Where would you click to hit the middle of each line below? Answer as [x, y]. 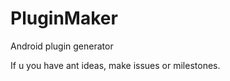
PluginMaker [64, 18]
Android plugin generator [62, 46]
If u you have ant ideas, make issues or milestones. [115, 65]
